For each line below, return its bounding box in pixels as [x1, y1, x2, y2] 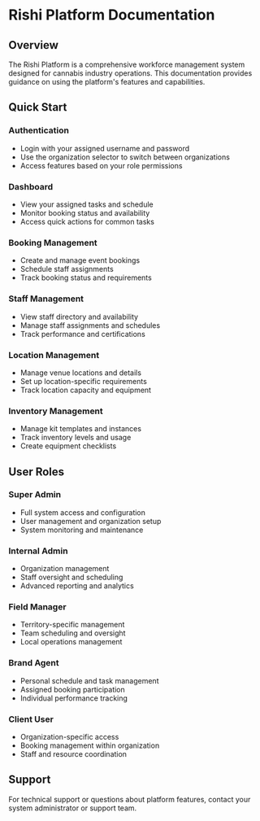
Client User [8, 714, 54, 725]
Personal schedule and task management [19, 675, 159, 685]
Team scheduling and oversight [19, 628, 126, 638]
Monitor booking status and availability [19, 207, 150, 217]
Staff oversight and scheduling [19, 572, 123, 583]
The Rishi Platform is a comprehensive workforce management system [8, 59, 245, 69]
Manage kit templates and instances [19, 424, 142, 434]
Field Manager [8, 601, 67, 613]
